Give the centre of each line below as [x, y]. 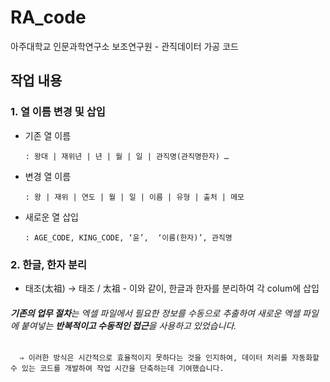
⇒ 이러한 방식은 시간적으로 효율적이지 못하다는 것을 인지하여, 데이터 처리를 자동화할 [169, 358]
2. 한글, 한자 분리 [49, 264]
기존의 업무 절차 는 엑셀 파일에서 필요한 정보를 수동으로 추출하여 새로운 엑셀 [155, 313]
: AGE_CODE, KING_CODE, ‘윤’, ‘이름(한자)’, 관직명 [128, 237]
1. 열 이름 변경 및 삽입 [58, 112]
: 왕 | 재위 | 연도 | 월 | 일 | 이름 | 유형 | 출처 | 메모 [134, 197]
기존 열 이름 [48, 135]
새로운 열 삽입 [51, 217]
